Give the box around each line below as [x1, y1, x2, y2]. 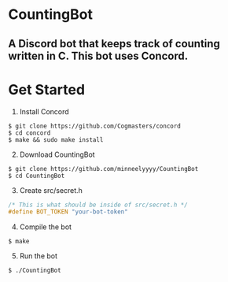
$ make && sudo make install [8, 135, 104, 143]
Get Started [8, 80, 85, 98]
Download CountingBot [19, 150, 96, 159]
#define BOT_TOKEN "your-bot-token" [8, 208, 128, 216]
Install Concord [19, 106, 69, 116]
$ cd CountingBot [8, 172, 65, 180]
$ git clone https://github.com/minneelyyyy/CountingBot [8, 165, 199, 173]
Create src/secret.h [19, 185, 83, 195]
